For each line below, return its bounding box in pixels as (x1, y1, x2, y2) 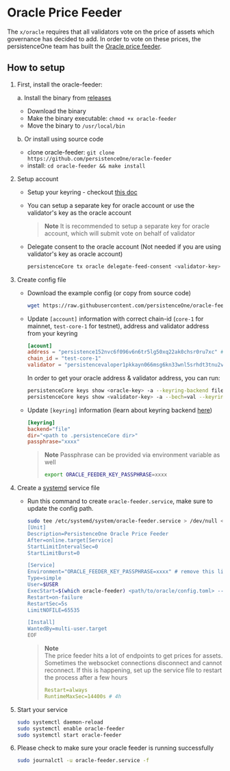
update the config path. (27, 505, 94, 513)
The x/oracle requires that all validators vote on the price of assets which (7, 27, 214, 36)
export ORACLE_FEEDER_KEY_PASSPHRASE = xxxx (44, 472, 168, 479)
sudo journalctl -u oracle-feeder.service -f (16, 757, 149, 764)
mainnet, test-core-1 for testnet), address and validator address (27, 321, 209, 330)
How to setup (7, 62, 65, 73)
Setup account (16, 174, 59, 183)
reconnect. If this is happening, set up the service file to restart (44, 666, 222, 674)
